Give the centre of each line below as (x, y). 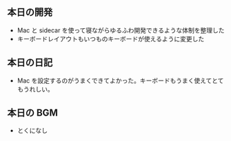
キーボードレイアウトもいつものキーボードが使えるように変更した (111, 39)
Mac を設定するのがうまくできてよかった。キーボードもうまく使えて (114, 80)
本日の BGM (33, 113)
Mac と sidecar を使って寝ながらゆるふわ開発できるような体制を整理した (121, 30)
